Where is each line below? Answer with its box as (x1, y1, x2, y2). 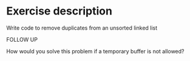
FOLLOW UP (6, 36, 38, 43)
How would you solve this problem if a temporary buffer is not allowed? (6, 47, 185, 55)
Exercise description (6, 4, 112, 18)
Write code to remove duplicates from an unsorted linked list (6, 24, 158, 31)
